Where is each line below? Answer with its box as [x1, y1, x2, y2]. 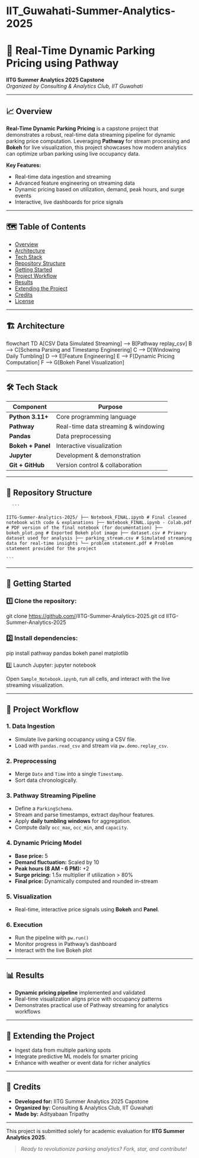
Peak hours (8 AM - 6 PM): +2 [14, 864, 89, 872]
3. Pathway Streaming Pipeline [6, 791, 96, 800]
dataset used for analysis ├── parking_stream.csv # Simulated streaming [6, 535, 192, 541]
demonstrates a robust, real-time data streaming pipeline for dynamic [6, 131, 176, 138]
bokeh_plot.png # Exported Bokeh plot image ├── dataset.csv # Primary [6, 530, 187, 536]
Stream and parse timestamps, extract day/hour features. [14, 811, 155, 818]
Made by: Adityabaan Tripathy [14, 1110, 89, 1118]
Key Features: [6, 162, 41, 169]
